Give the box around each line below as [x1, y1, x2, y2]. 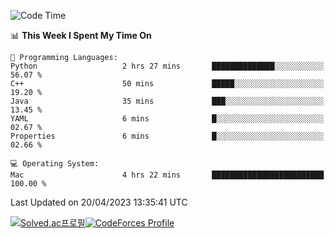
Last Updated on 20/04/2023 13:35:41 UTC [10, 196, 188, 208]
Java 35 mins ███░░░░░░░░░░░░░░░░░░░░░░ [10, 96, 325, 106]
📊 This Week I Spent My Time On [10, 30, 152, 41]
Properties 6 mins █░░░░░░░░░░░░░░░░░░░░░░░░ [10, 131, 325, 141]
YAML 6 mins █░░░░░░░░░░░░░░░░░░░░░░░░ [10, 114, 325, 124]
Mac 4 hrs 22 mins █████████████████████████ [10, 170, 325, 180]
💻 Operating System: [10, 159, 100, 169]
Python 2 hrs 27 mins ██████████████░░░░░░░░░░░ [10, 61, 325, 71]
